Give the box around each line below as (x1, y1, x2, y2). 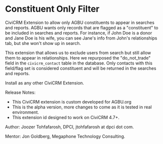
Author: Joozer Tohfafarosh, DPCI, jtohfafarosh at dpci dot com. (5, 123, 134, 130)
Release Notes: (5, 89, 36, 95)
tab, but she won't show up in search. (5, 40, 81, 46)
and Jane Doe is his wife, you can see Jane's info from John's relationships (5, 35, 158, 41)
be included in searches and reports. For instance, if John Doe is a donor (5, 30, 152, 36)
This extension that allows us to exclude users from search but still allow (5, 50, 151, 56)
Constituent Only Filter (5, 3, 99, 15)
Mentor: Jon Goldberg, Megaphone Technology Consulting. (5, 133, 125, 139)
